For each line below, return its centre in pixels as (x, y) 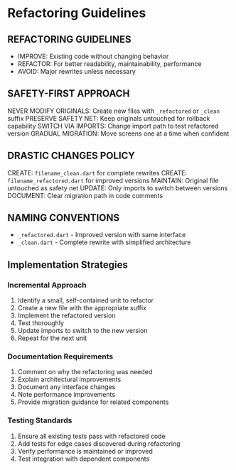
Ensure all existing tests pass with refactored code (91, 436)
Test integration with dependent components (84, 459)
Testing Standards (40, 420)
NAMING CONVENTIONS (63, 218)
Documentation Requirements (60, 356)
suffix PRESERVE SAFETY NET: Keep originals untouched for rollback (109, 118)
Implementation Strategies (68, 264)
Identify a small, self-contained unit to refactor (86, 300)
